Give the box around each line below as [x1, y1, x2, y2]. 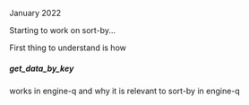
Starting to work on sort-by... [9, 25, 116, 35]
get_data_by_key [9, 63, 74, 74]
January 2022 [9, 8, 62, 18]
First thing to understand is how [9, 42, 127, 53]
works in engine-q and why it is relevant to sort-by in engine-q [9, 85, 240, 96]
